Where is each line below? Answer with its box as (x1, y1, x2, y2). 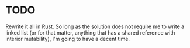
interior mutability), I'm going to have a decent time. (5, 35, 130, 42)
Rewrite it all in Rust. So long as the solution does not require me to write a (5, 23, 185, 30)
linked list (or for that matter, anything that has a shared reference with (5, 29, 175, 36)
